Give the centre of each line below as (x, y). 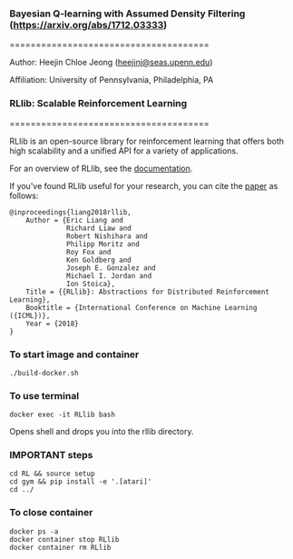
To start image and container (74, 354)
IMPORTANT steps (51, 455)
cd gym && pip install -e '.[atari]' (81, 482)
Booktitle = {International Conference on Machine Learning (142, 307)
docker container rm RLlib (60, 547)
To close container (51, 513)
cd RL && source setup (52, 474)
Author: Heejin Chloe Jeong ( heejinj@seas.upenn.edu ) (111, 63)
